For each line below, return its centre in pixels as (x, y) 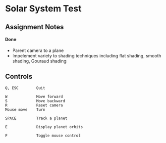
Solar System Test (43, 9)
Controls (19, 76)
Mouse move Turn (25, 109)
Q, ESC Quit (25, 88)
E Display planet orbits (44, 127)
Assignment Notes (35, 27)
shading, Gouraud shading (39, 61)
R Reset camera (34, 105)
